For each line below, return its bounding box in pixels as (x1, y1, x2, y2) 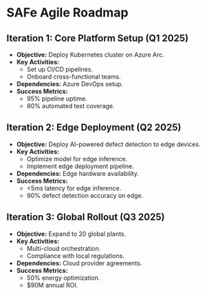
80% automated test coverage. (26, 102, 115, 110)
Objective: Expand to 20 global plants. (16, 230, 127, 238)
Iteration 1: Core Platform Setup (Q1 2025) (6, 32, 189, 44)
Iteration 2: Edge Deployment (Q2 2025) (6, 122, 182, 134)
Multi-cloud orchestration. (26, 244, 101, 252)
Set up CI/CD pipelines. (26, 65, 94, 73)
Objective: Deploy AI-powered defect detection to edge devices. (16, 140, 201, 148)
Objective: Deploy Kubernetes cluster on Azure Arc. (16, 50, 164, 59)
